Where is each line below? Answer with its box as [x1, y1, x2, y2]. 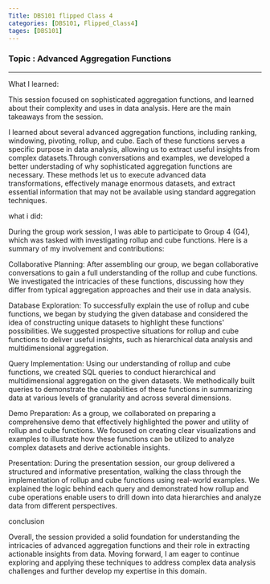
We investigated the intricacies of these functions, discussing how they [8, 276, 244, 286]
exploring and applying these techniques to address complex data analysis [8, 557, 256, 567]
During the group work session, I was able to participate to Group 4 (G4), [8, 227, 251, 236]
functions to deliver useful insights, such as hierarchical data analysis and [8, 334, 253, 344]
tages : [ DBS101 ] [8, 27, 63, 35]
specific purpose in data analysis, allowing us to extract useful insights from [8, 144, 260, 153]
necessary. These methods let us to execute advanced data [8, 169, 207, 179]
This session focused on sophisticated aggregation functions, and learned [8, 94, 255, 104]
